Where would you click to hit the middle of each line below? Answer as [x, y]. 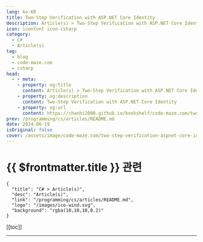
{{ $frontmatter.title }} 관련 [74, 168]
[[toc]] [14, 227]
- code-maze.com [32, 62]
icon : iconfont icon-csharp [42, 29]
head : [13, 74]
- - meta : [24, 79]
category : [19, 34]
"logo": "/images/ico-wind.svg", [54, 205]
